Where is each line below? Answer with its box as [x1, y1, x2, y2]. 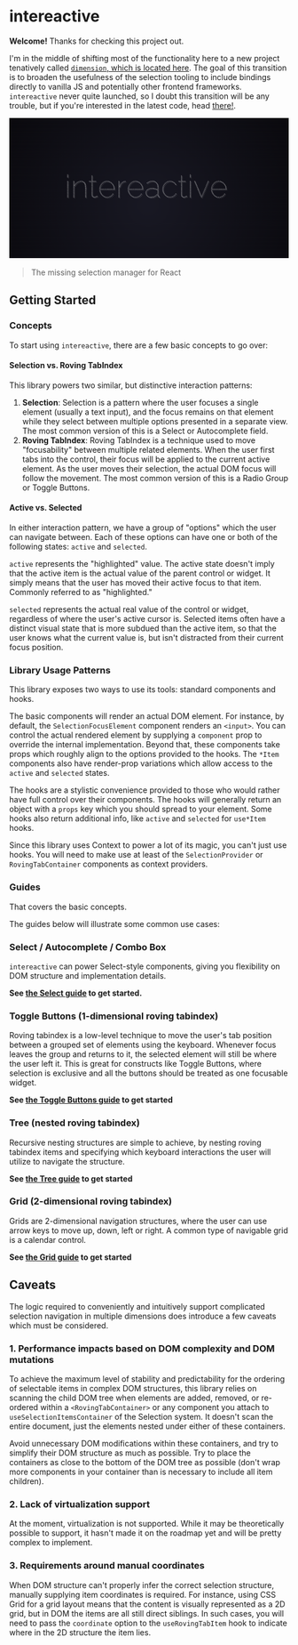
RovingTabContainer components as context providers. [9, 859, 208, 869]
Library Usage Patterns [9, 664, 111, 676]
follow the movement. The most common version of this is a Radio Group [21, 472, 288, 483]
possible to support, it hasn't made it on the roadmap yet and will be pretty [9, 1528, 282, 1538]
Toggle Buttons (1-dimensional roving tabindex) [9, 1010, 219, 1022]
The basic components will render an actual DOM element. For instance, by [9, 711, 285, 722]
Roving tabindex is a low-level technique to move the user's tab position [9, 1030, 272, 1041]
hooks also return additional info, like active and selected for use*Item [9, 813, 266, 824]
